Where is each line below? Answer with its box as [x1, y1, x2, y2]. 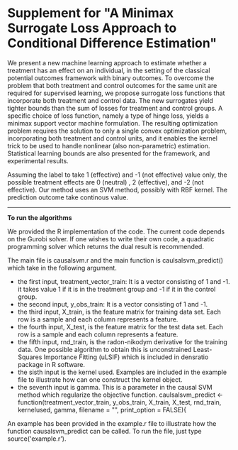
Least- [193, 345, 212, 353]
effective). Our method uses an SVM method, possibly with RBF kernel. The [7, 185, 228, 194]
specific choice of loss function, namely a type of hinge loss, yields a [7, 111, 209, 120]
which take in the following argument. [7, 263, 117, 272]
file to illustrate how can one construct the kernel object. [17, 375, 183, 384]
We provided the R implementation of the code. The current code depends [7, 227, 225, 236]
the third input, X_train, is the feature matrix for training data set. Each [17, 307, 222, 316]
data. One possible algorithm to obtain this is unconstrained [17, 345, 192, 353]
